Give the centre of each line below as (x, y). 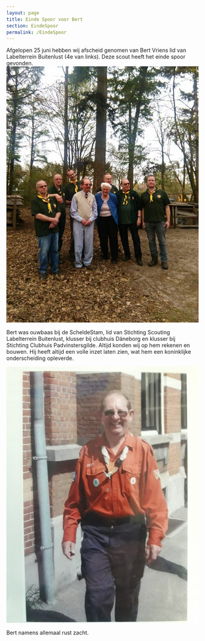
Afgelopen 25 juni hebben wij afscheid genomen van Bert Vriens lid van (96, 50)
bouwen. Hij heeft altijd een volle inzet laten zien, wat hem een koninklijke (99, 352)
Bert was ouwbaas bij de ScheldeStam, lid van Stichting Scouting (88, 332)
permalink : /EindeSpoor (37, 32)
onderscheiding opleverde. (40, 358)
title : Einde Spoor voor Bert (45, 19)
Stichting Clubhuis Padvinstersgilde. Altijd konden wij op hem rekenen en (98, 345)
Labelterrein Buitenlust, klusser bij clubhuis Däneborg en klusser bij (91, 339)
